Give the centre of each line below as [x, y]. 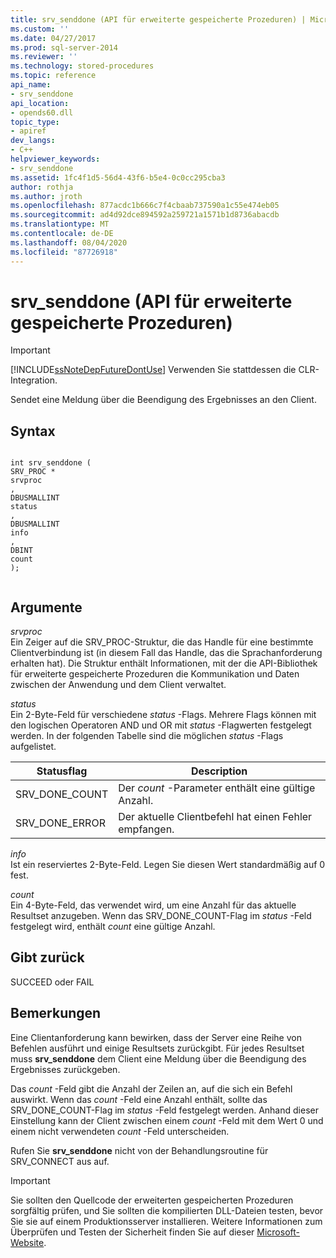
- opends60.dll [42, 112]
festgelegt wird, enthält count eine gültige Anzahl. [113, 927]
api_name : [31, 85]
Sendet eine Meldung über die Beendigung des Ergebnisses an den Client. [163, 400]
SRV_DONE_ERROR [60, 823]
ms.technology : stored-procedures [82, 66]
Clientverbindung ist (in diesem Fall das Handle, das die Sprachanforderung [166, 653]
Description [219, 771]
